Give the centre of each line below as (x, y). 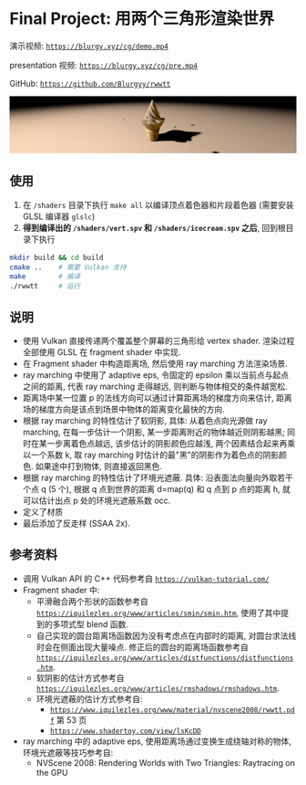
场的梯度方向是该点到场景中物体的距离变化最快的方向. (123, 409)
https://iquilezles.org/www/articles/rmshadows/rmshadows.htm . (158, 688)
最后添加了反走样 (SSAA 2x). (76, 523)
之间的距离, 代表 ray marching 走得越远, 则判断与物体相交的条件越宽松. (155, 386)
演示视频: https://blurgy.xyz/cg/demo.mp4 (89, 46)
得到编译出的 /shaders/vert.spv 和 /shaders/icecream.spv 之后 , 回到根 (154, 227)
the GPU (52, 772)
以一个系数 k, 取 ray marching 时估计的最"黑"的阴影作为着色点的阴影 (151, 455)
